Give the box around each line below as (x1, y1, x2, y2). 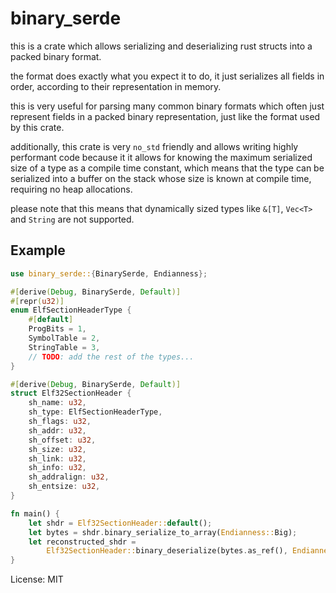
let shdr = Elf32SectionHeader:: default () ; (28, 518, 213, 528)
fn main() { (10, 508, 60, 519)
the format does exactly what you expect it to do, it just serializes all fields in (10, 70, 325, 82)
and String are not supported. (10, 213, 135, 225)
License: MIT (10, 573, 64, 586)
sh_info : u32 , (28, 463, 87, 473)
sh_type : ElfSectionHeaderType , (28, 407, 163, 417)
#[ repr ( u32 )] (10, 296, 65, 306)
